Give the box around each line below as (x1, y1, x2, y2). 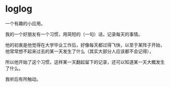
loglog (5, 3, 32, 15)
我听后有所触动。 (5, 76, 41, 82)
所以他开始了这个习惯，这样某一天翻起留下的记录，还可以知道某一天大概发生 (5, 59, 165, 65)
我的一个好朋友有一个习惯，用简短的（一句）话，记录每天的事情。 (5, 31, 143, 37)
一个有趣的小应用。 (5, 20, 46, 26)
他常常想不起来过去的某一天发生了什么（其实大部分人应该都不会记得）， (5, 48, 154, 54)
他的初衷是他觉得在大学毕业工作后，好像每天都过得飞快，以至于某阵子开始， (5, 41, 165, 48)
